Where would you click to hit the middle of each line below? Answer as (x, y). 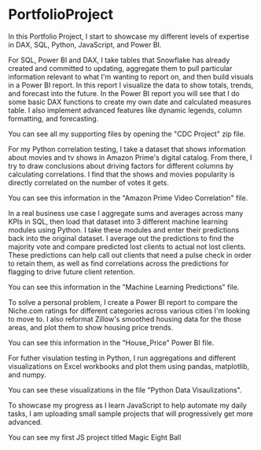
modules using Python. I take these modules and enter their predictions (124, 229)
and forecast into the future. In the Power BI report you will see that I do (124, 93)
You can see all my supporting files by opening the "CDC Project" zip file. (127, 134)
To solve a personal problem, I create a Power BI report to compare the (123, 302)
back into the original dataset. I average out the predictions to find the (121, 238)
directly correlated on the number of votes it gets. (88, 182)
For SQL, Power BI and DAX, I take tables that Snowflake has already (119, 60)
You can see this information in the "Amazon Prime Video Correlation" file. (128, 198)
